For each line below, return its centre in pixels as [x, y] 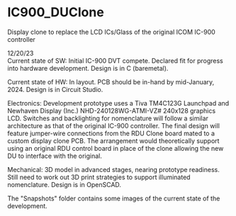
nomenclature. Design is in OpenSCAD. [64, 184]
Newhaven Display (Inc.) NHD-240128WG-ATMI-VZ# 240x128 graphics [112, 110]
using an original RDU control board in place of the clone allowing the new [116, 148]
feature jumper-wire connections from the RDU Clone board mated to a [111, 133]
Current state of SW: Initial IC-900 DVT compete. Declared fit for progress [115, 60]
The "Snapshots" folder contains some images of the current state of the [114, 198]
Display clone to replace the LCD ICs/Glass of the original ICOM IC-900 [112, 32]
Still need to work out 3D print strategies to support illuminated [99, 177]
